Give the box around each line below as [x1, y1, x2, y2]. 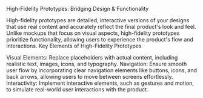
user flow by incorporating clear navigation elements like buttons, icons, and [6, 67, 198, 74]
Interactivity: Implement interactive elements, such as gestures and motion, [6, 79, 194, 87]
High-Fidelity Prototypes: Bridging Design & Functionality [6, 5, 149, 12]
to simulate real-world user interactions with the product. [6, 86, 148, 93]
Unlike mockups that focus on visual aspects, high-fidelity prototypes [6, 29, 180, 37]
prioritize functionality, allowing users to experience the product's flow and [6, 36, 194, 43]
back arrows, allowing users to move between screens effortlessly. [6, 73, 173, 80]
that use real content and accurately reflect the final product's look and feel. [6, 23, 196, 30]
